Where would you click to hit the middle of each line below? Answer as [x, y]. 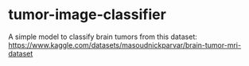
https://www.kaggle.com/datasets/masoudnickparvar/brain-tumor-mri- [124, 45]
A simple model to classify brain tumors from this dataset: [103, 37]
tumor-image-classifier [88, 15]
